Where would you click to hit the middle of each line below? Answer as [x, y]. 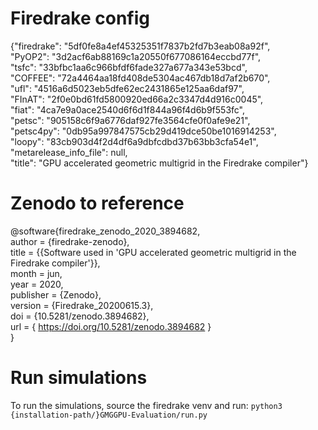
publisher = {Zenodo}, [56, 294]
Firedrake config [80, 18]
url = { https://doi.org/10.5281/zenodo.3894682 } [111, 326]
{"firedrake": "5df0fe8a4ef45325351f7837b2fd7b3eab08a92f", [140, 46]
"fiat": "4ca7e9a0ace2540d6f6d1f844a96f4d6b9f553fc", [128, 109]
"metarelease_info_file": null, [69, 152]
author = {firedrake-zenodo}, [70, 241]
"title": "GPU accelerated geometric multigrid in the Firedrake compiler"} [159, 163]
